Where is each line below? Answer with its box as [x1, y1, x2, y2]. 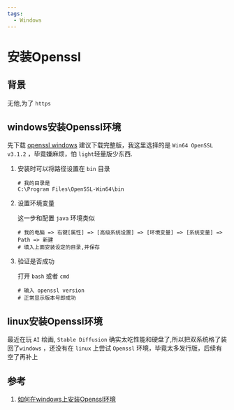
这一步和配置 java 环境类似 [17, 214, 96, 222]
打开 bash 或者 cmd [17, 272, 70, 280]
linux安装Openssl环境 [7, 315, 103, 327]
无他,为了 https [7, 98, 51, 107]
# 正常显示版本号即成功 [17, 295, 77, 302]
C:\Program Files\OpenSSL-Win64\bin [17, 186, 124, 193]
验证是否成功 [17, 257, 54, 265]
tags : [7, 10, 23, 17]
